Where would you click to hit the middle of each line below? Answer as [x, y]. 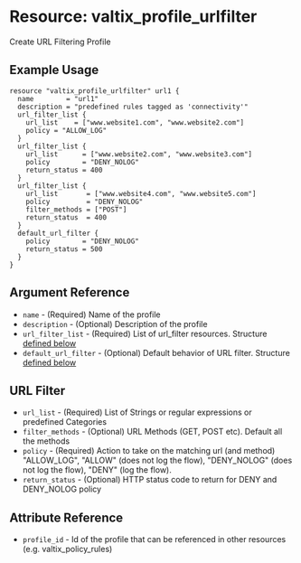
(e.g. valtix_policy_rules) [67, 549]
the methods [46, 441]
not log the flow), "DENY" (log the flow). [97, 470]
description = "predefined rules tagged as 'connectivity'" [133, 107]
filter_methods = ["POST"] [76, 210]
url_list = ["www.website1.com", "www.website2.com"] [135, 122]
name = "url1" [58, 99]
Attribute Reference [66, 517]
